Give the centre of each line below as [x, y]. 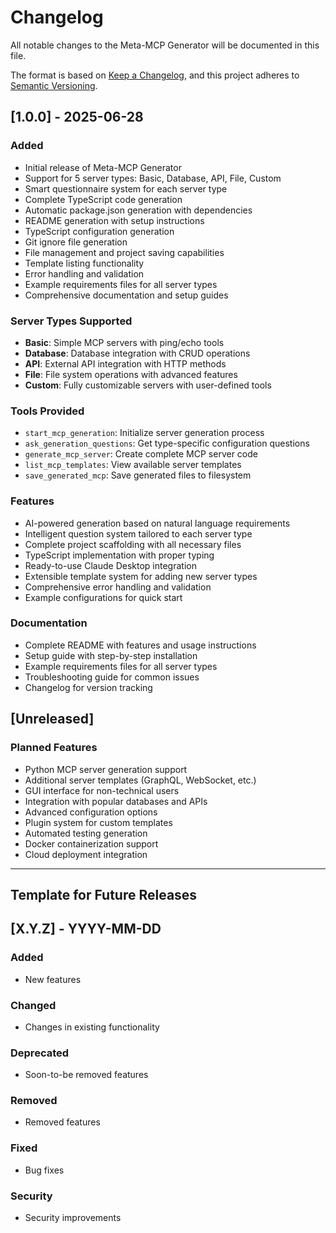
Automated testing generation [86, 833]
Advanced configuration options [91, 812]
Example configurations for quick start [103, 597]
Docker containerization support [91, 843]
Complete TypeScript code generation [103, 199]
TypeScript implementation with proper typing [119, 555]
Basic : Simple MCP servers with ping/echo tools [124, 342]
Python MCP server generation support [106, 769]
